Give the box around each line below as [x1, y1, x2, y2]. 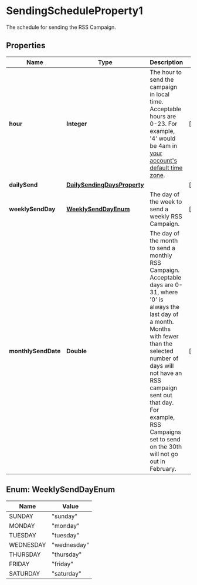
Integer [66, 119, 87, 128]
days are [150, 281, 174, 289]
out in [150, 457, 165, 466]
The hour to [150, 68, 182, 76]
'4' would [150, 134, 176, 142]
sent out [150, 391, 173, 399]
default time [150, 164, 183, 172]
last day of [150, 310, 179, 318]
